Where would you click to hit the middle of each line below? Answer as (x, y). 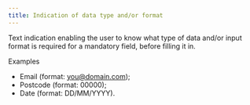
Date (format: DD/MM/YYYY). (67, 93)
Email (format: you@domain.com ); (75, 76)
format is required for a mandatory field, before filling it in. (102, 46)
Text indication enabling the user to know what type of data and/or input (125, 38)
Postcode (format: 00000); (63, 85)
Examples (24, 61)
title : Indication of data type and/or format (86, 15)
